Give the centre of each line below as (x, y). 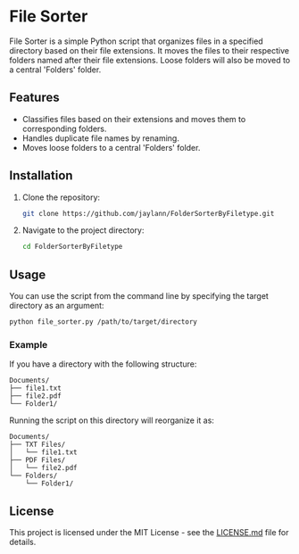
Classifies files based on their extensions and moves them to (134, 119)
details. (23, 542)
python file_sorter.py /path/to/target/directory (104, 322)
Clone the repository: (61, 197)
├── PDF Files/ (37, 460)
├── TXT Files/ (37, 445)
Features (34, 98)
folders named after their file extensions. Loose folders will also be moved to (150, 60)
